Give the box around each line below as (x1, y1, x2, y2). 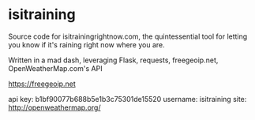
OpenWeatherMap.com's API (8, 63, 103, 73)
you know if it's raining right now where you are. (8, 39, 166, 49)
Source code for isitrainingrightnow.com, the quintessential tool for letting (8, 32, 248, 41)
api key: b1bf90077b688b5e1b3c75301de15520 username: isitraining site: (8, 94, 247, 103)
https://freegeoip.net (8, 79, 77, 88)
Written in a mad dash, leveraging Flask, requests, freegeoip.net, (8, 55, 219, 65)
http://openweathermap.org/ (8, 103, 101, 112)
